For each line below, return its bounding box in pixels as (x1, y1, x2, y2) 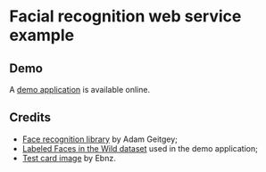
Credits (9, 110, 52, 126)
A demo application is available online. (9, 85, 150, 94)
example (9, 25, 75, 45)
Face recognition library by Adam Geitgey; (21, 134, 179, 144)
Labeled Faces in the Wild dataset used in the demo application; (21, 143, 259, 153)
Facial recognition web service (9, 6, 242, 27)
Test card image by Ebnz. (21, 152, 116, 163)
